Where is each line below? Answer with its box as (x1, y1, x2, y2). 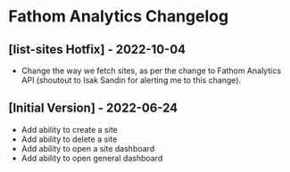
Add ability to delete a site (21, 134, 118, 144)
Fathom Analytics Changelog (8, 6, 229, 27)
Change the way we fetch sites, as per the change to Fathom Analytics (21, 65, 282, 76)
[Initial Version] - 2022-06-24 (8, 101, 178, 116)
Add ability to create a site (21, 124, 118, 135)
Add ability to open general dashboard (21, 152, 163, 163)
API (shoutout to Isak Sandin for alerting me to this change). (21, 75, 242, 86)
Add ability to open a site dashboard (21, 143, 155, 153)
